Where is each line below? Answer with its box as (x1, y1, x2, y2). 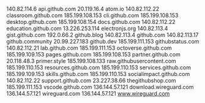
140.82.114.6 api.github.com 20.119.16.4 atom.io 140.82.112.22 (6, 6, 160, 12)
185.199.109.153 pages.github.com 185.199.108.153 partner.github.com (6, 51, 181, 58)
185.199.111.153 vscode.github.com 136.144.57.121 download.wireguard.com (6, 83, 194, 91)
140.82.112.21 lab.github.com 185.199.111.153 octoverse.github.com (6, 44, 173, 51)
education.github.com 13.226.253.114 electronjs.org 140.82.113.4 (6, 25, 168, 32)
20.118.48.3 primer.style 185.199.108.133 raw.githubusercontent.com (6, 58, 176, 64)
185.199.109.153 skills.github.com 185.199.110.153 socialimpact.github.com (6, 71, 190, 77)
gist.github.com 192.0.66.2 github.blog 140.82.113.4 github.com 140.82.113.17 (6, 31, 199, 39)
